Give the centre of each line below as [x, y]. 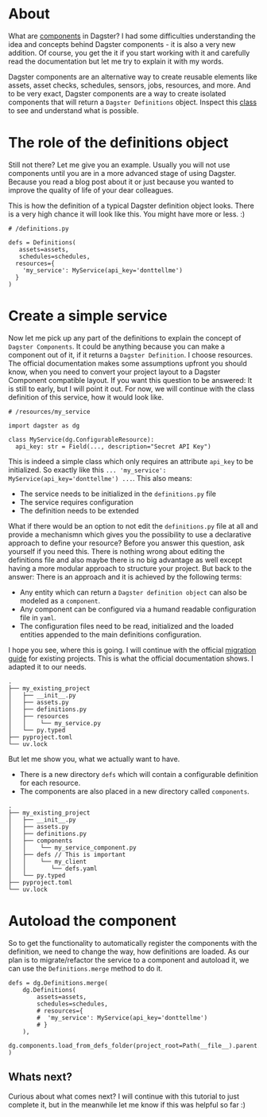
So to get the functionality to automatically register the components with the [133, 943]
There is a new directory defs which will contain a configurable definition [139, 774]
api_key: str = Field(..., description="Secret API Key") [114, 447]
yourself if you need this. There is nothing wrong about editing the [116, 551]
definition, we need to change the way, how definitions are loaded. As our [129, 951]
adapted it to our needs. [48, 666]
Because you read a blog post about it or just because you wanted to [121, 182]
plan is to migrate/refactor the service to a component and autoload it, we [129, 959]
